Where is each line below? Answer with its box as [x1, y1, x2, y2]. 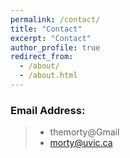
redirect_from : [10, 52, 74, 62]
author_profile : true [10, 42, 101, 53]
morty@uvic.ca [49, 137, 113, 149]
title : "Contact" [10, 24, 83, 34]
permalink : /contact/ [10, 14, 101, 25]
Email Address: [10, 103, 86, 117]
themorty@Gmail [49, 126, 120, 138]
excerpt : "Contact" [10, 33, 92, 43]
